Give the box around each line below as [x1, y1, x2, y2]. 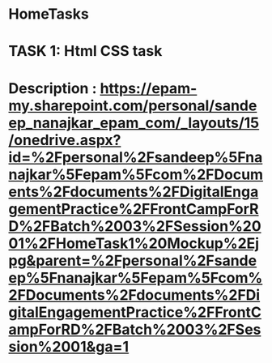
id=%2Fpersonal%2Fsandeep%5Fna [8, 147, 263, 166]
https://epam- [100, 79, 198, 97]
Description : [8, 79, 97, 97]
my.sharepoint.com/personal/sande [8, 96, 257, 114]
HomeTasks [8, 5, 89, 23]
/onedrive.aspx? [8, 130, 121, 149]
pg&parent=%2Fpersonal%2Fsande [8, 251, 257, 270]
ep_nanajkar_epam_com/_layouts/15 [8, 113, 260, 132]
